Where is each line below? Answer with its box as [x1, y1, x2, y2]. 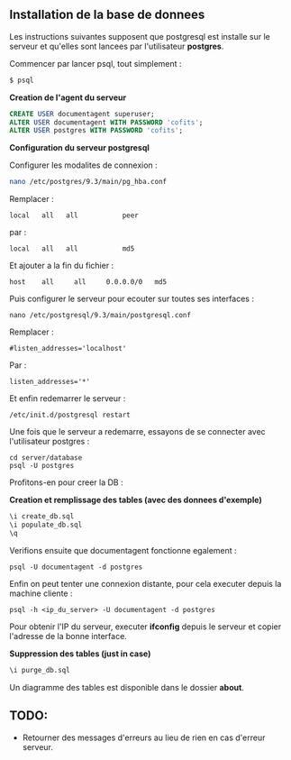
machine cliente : [9, 588, 73, 599]
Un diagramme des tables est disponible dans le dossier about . [9, 682, 245, 692]
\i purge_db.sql [9, 665, 70, 674]
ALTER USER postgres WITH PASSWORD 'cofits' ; [9, 126, 183, 135]
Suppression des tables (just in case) [9, 648, 151, 659]
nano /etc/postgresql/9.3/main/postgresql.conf [9, 311, 192, 320]
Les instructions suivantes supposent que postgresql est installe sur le [9, 31, 270, 41]
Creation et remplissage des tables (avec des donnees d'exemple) [9, 495, 263, 506]
